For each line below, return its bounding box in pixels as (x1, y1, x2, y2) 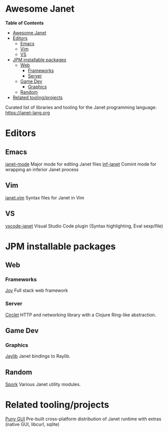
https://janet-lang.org (5, 110, 50, 116)
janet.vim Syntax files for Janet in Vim (5, 194, 85, 201)
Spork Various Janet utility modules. (5, 381, 81, 387)
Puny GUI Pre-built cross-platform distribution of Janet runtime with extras (5, 416, 161, 422)
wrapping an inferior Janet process (5, 166, 79, 173)
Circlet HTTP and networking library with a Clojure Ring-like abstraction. (5, 312, 156, 318)
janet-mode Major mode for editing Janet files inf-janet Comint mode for (5, 161, 157, 167)
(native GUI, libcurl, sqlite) (5, 421, 60, 427)
